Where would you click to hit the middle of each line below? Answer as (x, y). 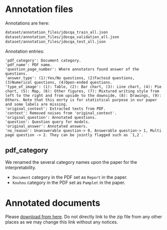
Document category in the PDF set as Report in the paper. (70, 177)
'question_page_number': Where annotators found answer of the (72, 69)
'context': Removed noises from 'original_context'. (61, 113)
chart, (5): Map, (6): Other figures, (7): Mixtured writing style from (82, 91)
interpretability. (21, 168)
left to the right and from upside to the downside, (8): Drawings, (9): (83, 95)
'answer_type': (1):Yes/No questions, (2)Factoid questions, (70, 78)
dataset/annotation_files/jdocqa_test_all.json (56, 42)
